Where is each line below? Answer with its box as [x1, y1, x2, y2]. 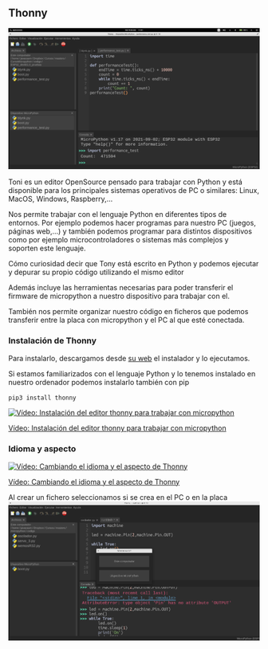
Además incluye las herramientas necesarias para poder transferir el [8, 283, 234, 293]
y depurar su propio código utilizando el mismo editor [8, 267, 185, 277]
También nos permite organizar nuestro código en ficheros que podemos [8, 307, 249, 317]
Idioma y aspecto [8, 443, 77, 454]
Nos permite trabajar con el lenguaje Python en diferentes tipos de [8, 210, 227, 219]
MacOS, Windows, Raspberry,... [8, 195, 113, 204]
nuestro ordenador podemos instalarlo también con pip [8, 377, 190, 387]
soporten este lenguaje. [8, 243, 86, 254]
